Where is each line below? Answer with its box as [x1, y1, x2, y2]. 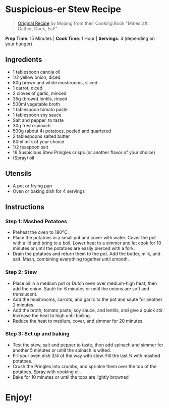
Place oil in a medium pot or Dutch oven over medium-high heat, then [12, 280, 157, 286]
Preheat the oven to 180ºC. [12, 229, 69, 235]
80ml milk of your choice [12, 138, 65, 144]
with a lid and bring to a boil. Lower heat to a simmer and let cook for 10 [12, 240, 161, 246]
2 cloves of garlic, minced [12, 90, 67, 96]
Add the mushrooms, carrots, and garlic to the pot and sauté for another [12, 296, 163, 302]
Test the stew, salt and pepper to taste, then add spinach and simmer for [12, 342, 164, 348]
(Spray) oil [12, 155, 34, 161]
